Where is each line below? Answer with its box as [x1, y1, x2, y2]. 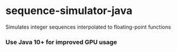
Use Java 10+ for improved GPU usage [5, 38, 118, 46]
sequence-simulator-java [5, 4, 133, 18]
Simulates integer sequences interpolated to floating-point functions [5, 23, 171, 30]
